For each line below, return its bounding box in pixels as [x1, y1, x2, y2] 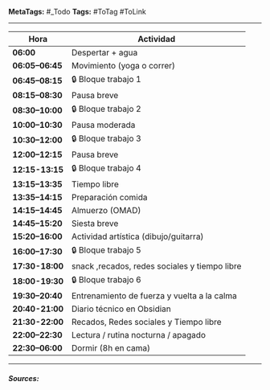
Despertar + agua [71, 47, 138, 58]
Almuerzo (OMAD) [71, 205, 141, 216]
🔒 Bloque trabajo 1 [71, 74, 142, 84]
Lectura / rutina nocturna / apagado [71, 330, 207, 340]
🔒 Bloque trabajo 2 [71, 104, 142, 114]
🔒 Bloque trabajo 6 [71, 274, 142, 285]
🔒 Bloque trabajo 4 [71, 162, 142, 174]
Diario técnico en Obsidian [71, 303, 171, 314]
